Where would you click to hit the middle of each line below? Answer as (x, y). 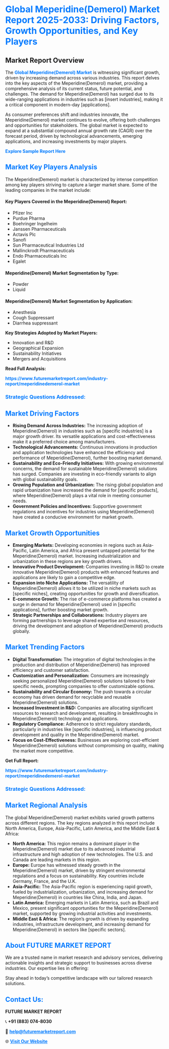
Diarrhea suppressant (35, 323)
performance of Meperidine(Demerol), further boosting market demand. (87, 458)
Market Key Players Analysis (51, 167)
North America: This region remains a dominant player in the (76, 843)
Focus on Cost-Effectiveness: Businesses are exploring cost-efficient (86, 740)
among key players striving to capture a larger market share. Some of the (81, 185)
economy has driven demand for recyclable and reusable (72, 697)
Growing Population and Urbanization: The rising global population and (88, 485)
